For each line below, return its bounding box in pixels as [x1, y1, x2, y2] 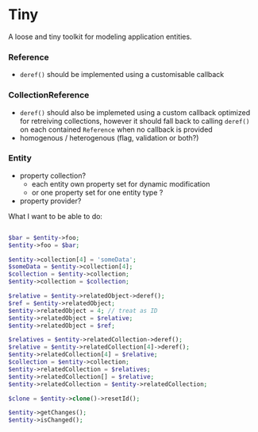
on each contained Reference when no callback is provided [19, 125, 213, 134]
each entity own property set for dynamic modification [31, 179, 210, 188]
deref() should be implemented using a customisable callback [19, 70, 225, 79]
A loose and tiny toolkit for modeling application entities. [8, 32, 192, 41]
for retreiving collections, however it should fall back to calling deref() [19, 116, 250, 125]
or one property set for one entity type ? [31, 187, 164, 197]
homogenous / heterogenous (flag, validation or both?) [19, 133, 199, 142]
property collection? [19, 171, 86, 180]
